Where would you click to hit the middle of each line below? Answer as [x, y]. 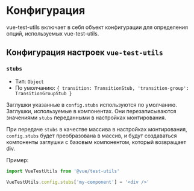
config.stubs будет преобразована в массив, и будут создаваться [92, 136]
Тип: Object [29, 81]
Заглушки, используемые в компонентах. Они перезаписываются [91, 111]
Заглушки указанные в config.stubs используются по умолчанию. [92, 105]
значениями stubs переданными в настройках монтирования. [86, 117]
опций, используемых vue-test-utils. [53, 33]
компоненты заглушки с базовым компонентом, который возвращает [96, 142]
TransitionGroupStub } [43, 93]
